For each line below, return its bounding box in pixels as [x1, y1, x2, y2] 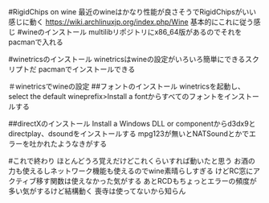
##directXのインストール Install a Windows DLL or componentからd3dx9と [8, 119, 256, 128]
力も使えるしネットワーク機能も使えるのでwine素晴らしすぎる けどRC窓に [8, 166, 254, 176]
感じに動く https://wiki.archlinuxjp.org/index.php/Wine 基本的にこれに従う [8, 17, 255, 27]
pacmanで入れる [8, 37, 63, 47]
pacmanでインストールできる [38, 64, 136, 74]
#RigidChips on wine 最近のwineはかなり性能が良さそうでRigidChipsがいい [8, 7, 257, 16]
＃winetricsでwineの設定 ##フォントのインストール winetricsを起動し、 [8, 81, 245, 91]
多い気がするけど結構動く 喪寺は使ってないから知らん [8, 186, 186, 196]
